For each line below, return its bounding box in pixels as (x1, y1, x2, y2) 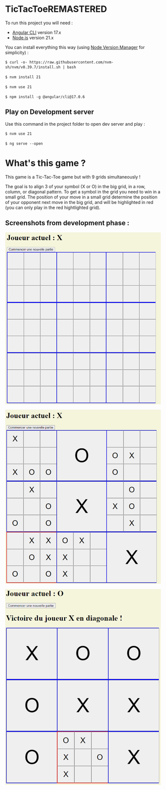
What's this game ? (5, 157, 86, 169)
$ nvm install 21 (5, 74, 41, 80)
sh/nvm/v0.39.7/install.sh (5, 64, 61, 70)
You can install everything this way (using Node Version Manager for (5, 44, 145, 50)
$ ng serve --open (5, 141, 43, 146)
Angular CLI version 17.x (12, 29, 61, 35)
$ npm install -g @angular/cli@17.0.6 (5, 94, 85, 99)
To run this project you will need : (5, 20, 73, 26)
